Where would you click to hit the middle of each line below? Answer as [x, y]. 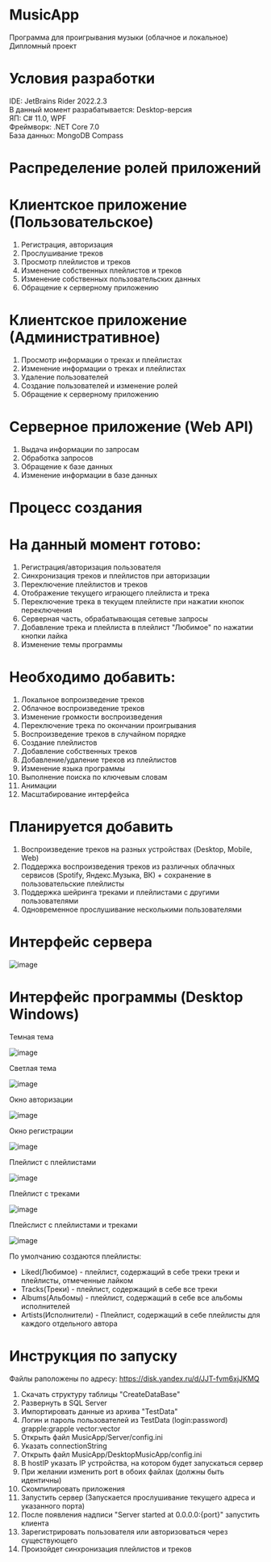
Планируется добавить [91, 827]
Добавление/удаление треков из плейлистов [98, 760]
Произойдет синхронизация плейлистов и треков [106, 1549]
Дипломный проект [43, 45]
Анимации [39, 785]
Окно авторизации [41, 1099]
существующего [49, 1540]
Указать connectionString [64, 1446]
